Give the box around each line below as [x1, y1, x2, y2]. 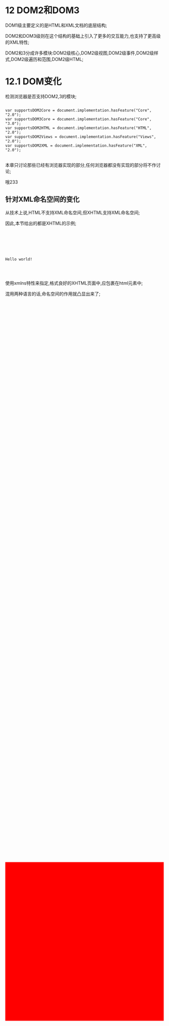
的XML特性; [5, 39, 30, 45]
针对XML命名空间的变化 [5, 195, 79, 204]
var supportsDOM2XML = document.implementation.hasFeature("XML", [5, 143, 147, 148]
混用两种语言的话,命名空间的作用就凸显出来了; [5, 291, 101, 297]
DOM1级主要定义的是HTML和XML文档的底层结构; [5, 22, 107, 28]
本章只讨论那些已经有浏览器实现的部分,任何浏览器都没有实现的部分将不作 [5, 162, 157, 168]
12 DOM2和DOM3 [5, 5, 79, 16]
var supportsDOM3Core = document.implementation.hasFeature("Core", [5, 116, 152, 121]
